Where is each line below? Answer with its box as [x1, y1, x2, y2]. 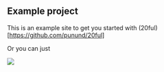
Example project [7, 5, 79, 17]
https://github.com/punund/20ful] [9, 31, 105, 39]
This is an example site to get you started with [7, 23, 137, 32]
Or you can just [7, 44, 50, 52]
